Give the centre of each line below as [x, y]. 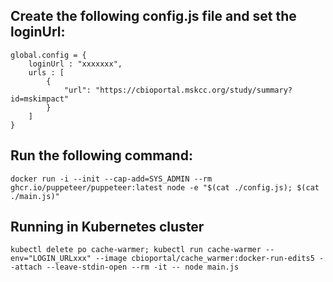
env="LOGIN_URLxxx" [51, 259]
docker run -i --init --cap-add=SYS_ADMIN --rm [111, 179]
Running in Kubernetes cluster [107, 227]
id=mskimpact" [40, 99]
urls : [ [46, 72]
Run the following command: [101, 155]
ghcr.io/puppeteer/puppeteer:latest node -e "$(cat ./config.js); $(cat [165, 187]
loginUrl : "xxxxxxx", [75, 64]
